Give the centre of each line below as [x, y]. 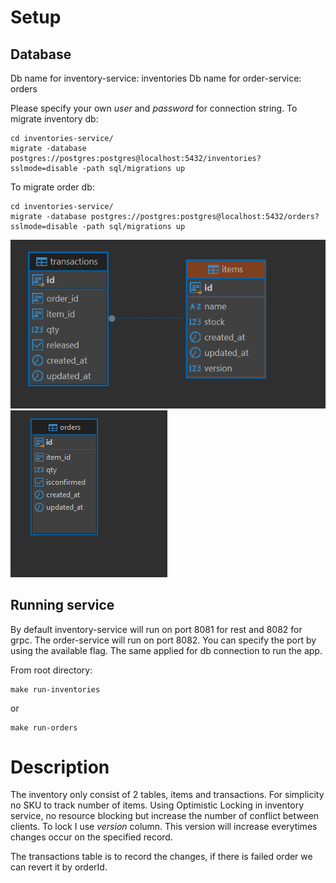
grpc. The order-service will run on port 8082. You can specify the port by [163, 640]
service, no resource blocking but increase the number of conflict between [165, 816]
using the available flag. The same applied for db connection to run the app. [166, 650]
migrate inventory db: [54, 119]
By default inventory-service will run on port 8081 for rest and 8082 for [156, 629]
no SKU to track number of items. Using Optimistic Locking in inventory [157, 805]
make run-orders [44, 727]
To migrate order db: [52, 187]
